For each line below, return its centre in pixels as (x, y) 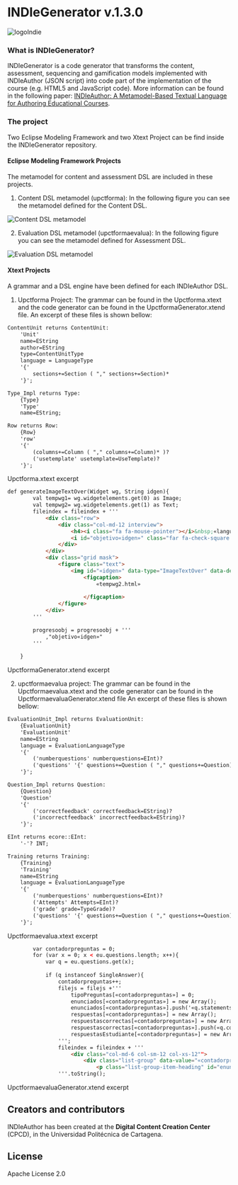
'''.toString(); (82, 1074)
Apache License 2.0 (36, 1174)
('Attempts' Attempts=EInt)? (76, 903)
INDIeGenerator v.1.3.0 (75, 12)
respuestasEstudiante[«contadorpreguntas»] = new (145, 1034)
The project (28, 122)
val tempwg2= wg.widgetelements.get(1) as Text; (106, 505)
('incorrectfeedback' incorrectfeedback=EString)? (109, 818)
